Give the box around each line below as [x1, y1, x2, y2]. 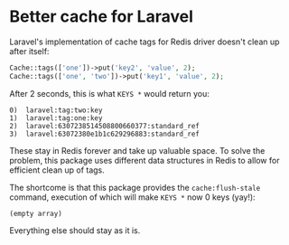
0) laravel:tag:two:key [9, 106, 103, 115]
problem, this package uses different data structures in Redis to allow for [9, 155, 280, 165]
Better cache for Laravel [9, 6, 194, 27]
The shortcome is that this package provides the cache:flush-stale [9, 182, 261, 193]
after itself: [9, 45, 50, 56]
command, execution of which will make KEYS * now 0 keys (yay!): [9, 192, 256, 203]
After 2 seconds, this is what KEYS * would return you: [9, 88, 210, 99]
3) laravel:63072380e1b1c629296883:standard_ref [9, 129, 200, 138]
